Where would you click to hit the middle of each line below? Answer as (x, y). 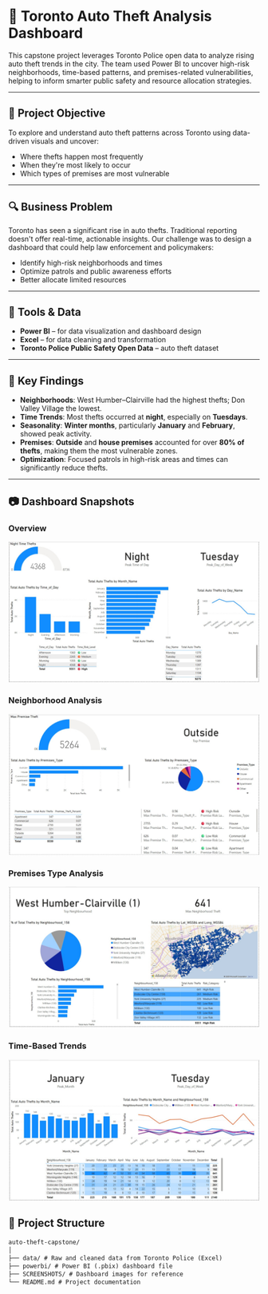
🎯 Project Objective (57, 114)
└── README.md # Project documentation (75, 1282)
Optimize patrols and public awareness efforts (96, 271)
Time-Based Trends (47, 1046)
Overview (28, 528)
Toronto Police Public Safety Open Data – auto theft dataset (119, 348)
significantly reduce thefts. (64, 468)
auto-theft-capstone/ (44, 1243)
